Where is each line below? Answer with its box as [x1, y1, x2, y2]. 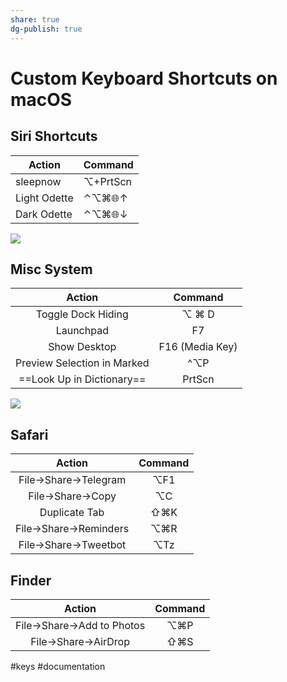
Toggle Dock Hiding [35, 307, 129, 321]
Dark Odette [15, 207, 73, 221]
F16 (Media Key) [158, 340, 238, 354]
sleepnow [15, 174, 62, 188]
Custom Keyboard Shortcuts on [10, 67, 278, 90]
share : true [10, 14, 60, 25]
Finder [10, 572, 52, 589]
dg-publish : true [10, 24, 83, 34]
